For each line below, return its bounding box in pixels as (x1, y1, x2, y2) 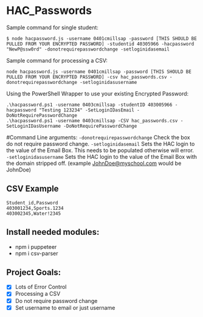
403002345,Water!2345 (6, 211, 61, 217)
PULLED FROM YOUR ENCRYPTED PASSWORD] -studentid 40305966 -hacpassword (6, 41, 194, 47)
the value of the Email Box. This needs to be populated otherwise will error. (6, 147, 194, 154)
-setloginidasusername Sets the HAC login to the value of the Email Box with (6, 153, 198, 160)
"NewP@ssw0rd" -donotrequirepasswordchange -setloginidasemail (6, 46, 170, 52)
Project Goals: (6, 267, 61, 277)
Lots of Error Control (15, 284, 67, 291)
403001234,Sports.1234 (6, 205, 64, 211)
